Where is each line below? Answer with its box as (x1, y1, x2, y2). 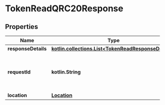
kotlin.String (51, 69, 81, 75)
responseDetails (7, 45, 47, 52)
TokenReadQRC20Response (5, 3, 124, 14)
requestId (7, 69, 31, 75)
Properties (5, 23, 38, 31)
